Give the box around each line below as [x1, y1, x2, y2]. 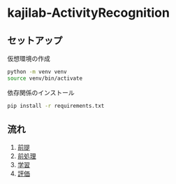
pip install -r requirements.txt [7, 102, 105, 109]
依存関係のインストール [7, 88, 75, 97]
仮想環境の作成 [7, 55, 50, 62]
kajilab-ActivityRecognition [7, 5, 170, 21]
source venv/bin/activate [7, 75, 82, 82]
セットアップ [7, 34, 63, 46]
